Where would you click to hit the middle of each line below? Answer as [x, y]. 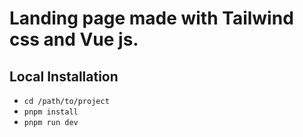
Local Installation [64, 76]
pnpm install [51, 112]
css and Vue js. [74, 39]
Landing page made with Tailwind [151, 18]
